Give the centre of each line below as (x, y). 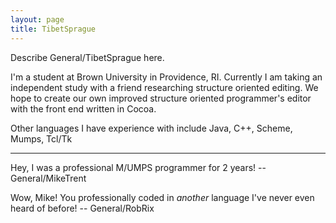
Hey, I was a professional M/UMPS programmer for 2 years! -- (138, 167)
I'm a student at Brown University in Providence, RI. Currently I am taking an (166, 77)
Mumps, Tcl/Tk (41, 138)
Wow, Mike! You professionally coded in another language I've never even (162, 197)
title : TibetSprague (53, 29)
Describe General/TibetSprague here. (87, 57)
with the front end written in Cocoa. (83, 108)
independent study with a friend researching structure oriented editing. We (164, 87)
